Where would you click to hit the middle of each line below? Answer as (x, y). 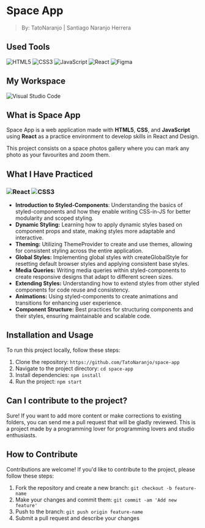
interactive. (29, 238)
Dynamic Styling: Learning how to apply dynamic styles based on (99, 225)
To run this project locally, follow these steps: (63, 350)
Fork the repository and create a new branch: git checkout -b (94, 487)
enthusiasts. (22, 435)
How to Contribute (42, 455)
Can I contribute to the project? (67, 401)
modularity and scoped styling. (54, 218)
